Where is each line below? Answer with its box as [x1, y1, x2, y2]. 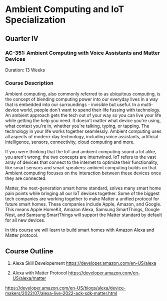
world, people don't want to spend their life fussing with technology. [19, 107, 161, 113]
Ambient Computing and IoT [5, 4, 124, 15]
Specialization [5, 14, 66, 26]
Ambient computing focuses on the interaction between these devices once [5, 170, 161, 176]
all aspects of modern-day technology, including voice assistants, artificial [5, 134, 158, 140]
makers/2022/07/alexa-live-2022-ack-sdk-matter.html [5, 290, 117, 296]
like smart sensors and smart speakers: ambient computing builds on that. [5, 165, 158, 171]
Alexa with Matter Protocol [12, 270, 67, 276]
